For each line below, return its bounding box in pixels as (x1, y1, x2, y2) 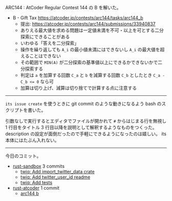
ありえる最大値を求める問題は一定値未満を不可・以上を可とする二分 (20, 27, 164, 33)
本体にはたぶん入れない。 (5, 137, 59, 143)
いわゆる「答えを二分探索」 (20, 40, 79, 46)
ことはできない (29, 53, 61, 59)
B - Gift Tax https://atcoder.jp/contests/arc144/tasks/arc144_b (12, 15, 143, 21)
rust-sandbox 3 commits (12, 163, 65, 169)
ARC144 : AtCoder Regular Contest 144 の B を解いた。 (5, 5, 121, 10)
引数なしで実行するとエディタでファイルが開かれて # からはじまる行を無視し (5, 118, 167, 124)
